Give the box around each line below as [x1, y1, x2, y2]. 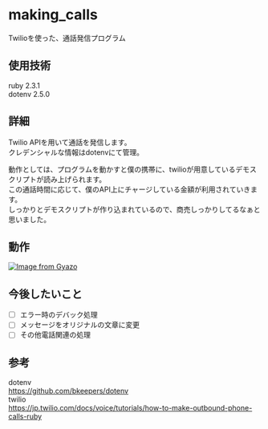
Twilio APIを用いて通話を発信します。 [8, 137, 132, 147]
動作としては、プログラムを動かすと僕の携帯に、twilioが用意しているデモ [8, 164, 250, 174]
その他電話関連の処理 [19, 330, 91, 340]
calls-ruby [8, 411, 43, 422]
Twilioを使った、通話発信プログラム [8, 33, 126, 42]
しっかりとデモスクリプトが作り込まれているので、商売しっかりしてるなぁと [8, 204, 261, 214]
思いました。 [8, 214, 51, 224]
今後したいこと [8, 287, 83, 301]
